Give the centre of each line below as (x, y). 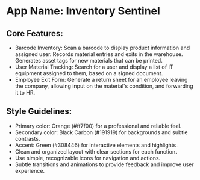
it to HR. (25, 92)
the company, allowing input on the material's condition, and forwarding (104, 86)
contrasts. (27, 138)
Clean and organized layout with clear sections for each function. (96, 151)
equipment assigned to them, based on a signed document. (89, 73)
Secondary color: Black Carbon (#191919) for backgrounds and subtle (101, 132)
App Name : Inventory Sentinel (83, 11)
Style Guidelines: (39, 112)
